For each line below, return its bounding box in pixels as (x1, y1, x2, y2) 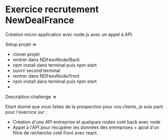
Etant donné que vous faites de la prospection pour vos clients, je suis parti (5, 103, 163, 109)
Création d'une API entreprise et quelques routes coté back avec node (12, 119, 161, 125)
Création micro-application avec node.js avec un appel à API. (5, 31, 133, 37)
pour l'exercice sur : (5, 109, 47, 115)
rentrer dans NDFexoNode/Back (12, 56, 80, 62)
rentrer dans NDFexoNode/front (12, 73, 80, 79)
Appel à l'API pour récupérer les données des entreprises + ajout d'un (12, 124, 159, 130)
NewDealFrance (5, 14, 75, 26)
